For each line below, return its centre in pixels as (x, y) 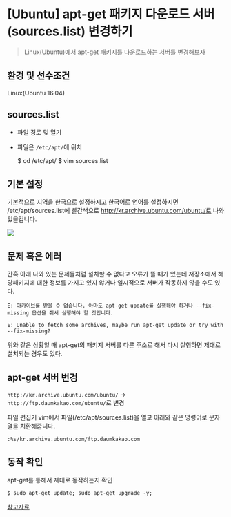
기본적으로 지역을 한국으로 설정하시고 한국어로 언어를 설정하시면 (93, 202)
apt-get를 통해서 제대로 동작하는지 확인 (60, 480)
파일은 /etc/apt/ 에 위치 (50, 147)
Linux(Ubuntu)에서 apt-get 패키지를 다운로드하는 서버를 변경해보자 (114, 52)
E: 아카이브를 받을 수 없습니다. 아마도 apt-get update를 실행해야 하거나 (100, 306)
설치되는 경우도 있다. (35, 354)
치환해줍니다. (38, 426)
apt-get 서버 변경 (42, 377)
